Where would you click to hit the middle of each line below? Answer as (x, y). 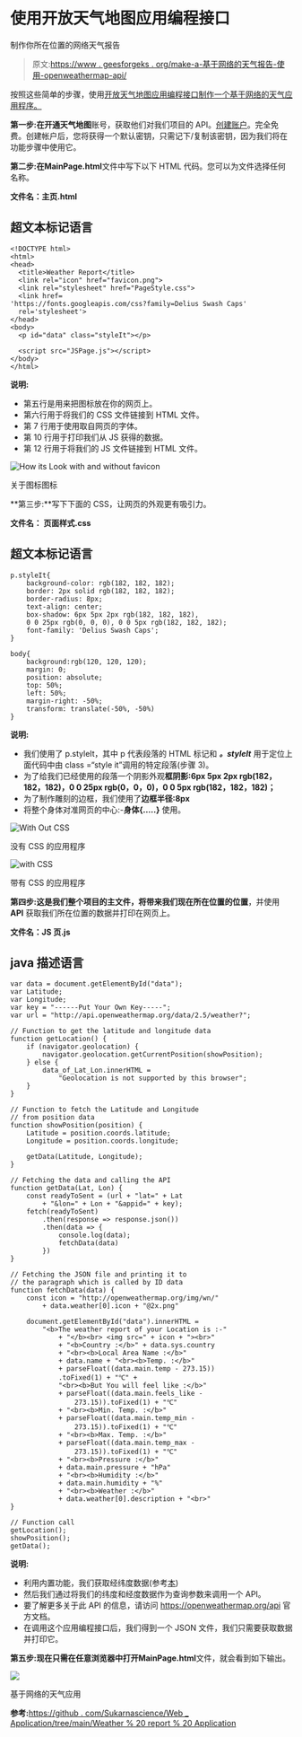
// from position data (52, 1118)
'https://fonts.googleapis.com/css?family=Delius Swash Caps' (129, 303)
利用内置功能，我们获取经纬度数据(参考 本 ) (101, 1583)
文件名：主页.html (44, 196)
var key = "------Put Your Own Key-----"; (91, 1008)
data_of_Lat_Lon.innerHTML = (97, 1070)
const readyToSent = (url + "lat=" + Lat (104, 1196)
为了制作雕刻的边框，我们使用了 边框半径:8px (107, 798)
